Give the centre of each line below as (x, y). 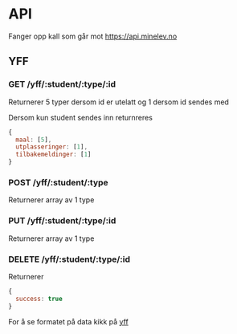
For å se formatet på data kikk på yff (68, 321)
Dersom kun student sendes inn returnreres (80, 117)
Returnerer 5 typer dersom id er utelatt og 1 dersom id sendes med (118, 102)
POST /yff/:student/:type (58, 182)
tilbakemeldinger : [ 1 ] (53, 155)
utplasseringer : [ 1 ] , (52, 147)
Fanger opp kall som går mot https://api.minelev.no (93, 36)
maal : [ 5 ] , (34, 140)
